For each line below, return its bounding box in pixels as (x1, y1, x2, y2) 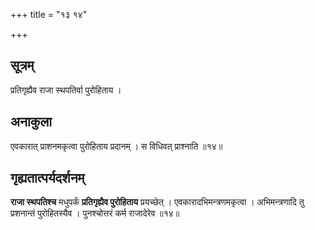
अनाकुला (10, 114, 52, 131)
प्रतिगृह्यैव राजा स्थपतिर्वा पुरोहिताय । (10, 84, 122, 96)
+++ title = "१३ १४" (10, 9, 88, 20)
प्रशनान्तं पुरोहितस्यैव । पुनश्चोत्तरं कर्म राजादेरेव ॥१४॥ (10, 207, 180, 219)
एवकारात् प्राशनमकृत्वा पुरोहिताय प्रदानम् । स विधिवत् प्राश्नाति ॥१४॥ (10, 140, 223, 152)
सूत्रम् (10, 57, 35, 74)
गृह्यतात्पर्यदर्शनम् (10, 170, 85, 187)
